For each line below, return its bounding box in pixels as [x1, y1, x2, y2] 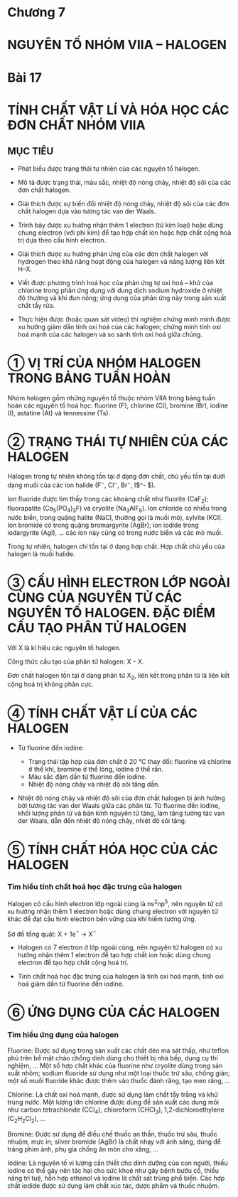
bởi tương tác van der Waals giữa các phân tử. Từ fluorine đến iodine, [17, 802, 220, 810]
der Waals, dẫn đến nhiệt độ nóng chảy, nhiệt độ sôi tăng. [17, 816, 187, 825]
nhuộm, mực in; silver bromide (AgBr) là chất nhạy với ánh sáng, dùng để [7, 1137, 222, 1146]
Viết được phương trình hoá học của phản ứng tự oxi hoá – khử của [17, 278, 213, 287]
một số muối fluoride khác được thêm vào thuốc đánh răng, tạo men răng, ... [7, 1076, 231, 1085]
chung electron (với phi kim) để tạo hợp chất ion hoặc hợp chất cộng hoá [17, 228, 232, 237]
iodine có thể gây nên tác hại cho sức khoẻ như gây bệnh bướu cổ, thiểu [7, 1166, 219, 1175]
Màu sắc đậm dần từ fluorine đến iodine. [28, 772, 147, 781]
